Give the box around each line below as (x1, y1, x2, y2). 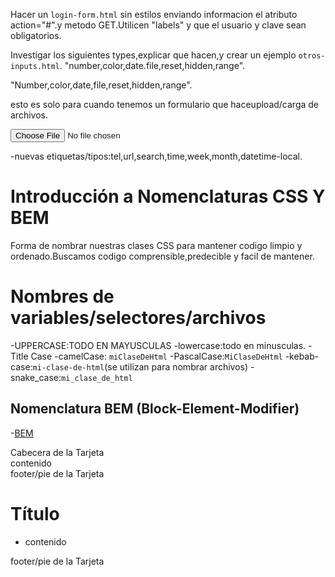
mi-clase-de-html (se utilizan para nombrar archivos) (32, 360, 249, 373)
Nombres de (10, 285, 115, 308)
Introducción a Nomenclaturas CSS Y (10, 185, 326, 208)
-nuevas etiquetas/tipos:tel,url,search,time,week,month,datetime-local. (10, 150, 303, 162)
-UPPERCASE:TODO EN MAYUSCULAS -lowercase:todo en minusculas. (10, 339, 307, 351)
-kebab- (284, 350, 320, 362)
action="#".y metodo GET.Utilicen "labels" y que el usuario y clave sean (10, 19, 307, 31)
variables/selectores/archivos (10, 307, 267, 329)
